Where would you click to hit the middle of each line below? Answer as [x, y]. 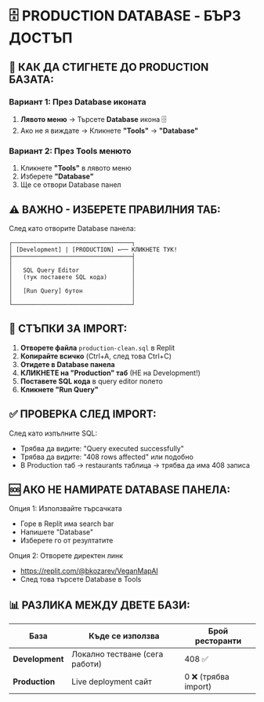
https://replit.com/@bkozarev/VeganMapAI [89, 571]
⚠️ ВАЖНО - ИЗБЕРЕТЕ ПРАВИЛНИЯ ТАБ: [115, 209]
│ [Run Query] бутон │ [72, 291]
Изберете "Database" [57, 176]
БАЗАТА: [31, 79]
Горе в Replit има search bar [67, 524]
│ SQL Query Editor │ [72, 270]
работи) [87, 664]
